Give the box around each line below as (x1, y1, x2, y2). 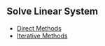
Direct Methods (16, 24, 62, 32)
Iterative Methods (16, 31, 68, 40)
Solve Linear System (6, 6, 99, 17)
